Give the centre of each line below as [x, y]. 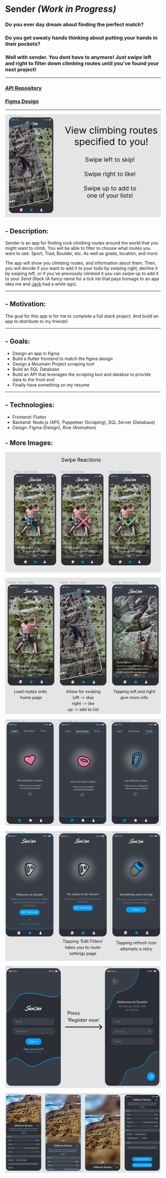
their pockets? [23, 44]
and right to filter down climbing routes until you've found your [82, 63]
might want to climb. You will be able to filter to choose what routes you [78, 248]
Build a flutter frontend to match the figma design [62, 359]
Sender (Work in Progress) [61, 9]
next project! [21, 69]
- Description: [27, 231]
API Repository [23, 88]
